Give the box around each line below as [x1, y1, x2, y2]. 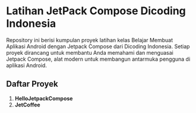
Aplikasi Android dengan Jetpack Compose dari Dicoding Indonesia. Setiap [6, 43, 190, 50]
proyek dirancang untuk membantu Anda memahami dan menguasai [6, 49, 173, 56]
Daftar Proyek [6, 79, 58, 89]
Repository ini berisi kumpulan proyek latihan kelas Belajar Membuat [6, 36, 173, 43]
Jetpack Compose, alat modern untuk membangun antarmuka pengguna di [6, 55, 191, 62]
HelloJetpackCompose [14, 95, 73, 102]
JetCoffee [14, 101, 40, 108]
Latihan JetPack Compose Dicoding [6, 4, 186, 18]
